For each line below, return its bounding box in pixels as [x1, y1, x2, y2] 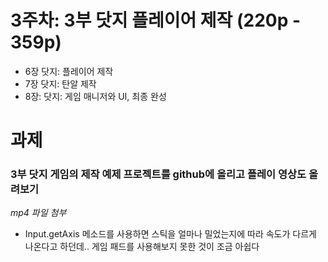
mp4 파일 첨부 [10, 207, 67, 219]
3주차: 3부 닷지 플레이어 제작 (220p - [10, 9, 302, 32]
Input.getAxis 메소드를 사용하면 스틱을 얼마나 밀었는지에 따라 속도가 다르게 [24, 228, 317, 240]
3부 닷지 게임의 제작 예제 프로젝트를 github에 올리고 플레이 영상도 [10, 167, 307, 181]
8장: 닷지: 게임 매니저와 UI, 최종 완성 [24, 90, 167, 102]
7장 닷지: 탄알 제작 [24, 77, 97, 90]
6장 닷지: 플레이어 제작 [24, 65, 114, 77]
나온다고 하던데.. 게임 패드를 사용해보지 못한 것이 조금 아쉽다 [24, 241, 260, 253]
